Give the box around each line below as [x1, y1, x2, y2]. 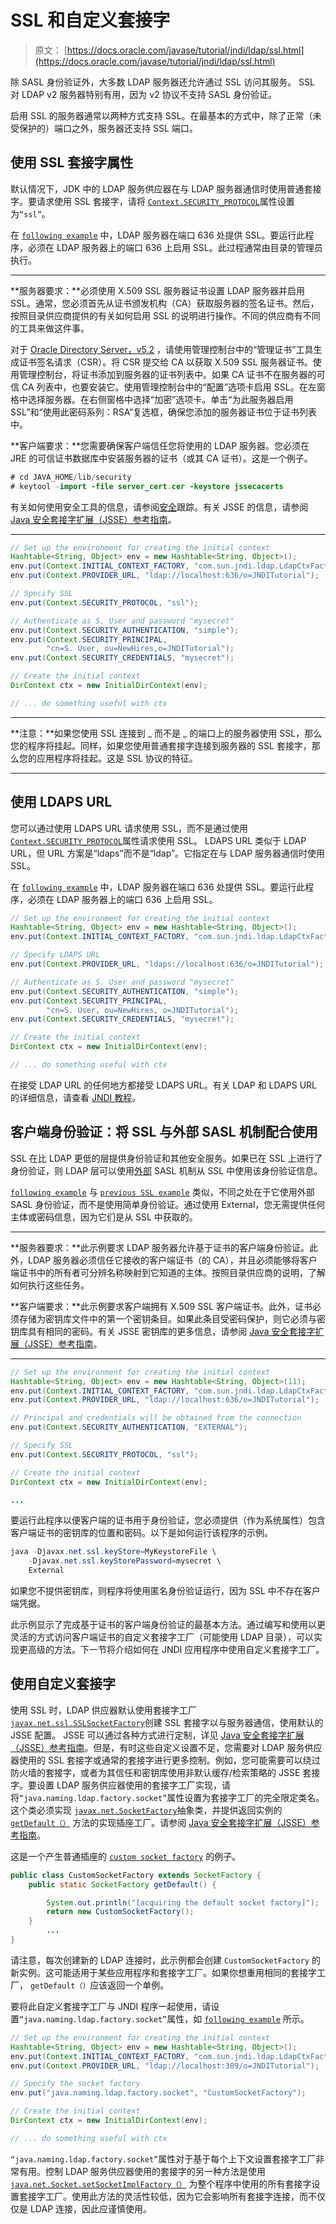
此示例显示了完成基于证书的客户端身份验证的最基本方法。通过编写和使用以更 [10, 1619, 326, 1630]
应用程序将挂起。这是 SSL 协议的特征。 [36, 752, 198, 764]
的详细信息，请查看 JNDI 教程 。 [10, 1091, 142, 1103]
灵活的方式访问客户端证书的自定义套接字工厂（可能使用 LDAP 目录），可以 [10, 1631, 315, 1643]
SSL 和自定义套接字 [10, 9, 171, 32]
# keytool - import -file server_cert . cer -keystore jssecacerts [10, 481, 284, 491]
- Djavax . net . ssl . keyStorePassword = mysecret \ [28, 1556, 222, 1566]
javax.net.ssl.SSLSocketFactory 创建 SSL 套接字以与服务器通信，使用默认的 [10, 1716, 324, 1728]
